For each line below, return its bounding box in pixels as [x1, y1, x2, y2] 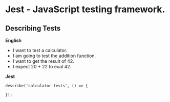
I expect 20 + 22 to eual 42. [12, 64, 72, 69]
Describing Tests [5, 24, 61, 33]
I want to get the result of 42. [12, 58, 74, 64]
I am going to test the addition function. [12, 53, 96, 59]
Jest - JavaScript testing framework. [5, 4, 165, 15]
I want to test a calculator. [12, 47, 68, 53]
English [5, 37, 22, 43]
